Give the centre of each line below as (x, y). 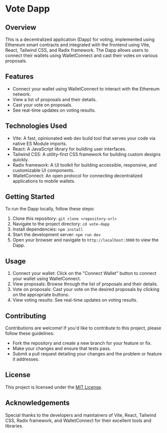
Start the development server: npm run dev (56, 235)
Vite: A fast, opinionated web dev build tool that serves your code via (84, 138)
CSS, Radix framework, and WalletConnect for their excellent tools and (78, 420)
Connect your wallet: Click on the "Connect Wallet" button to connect (85, 273)
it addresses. (26, 359)
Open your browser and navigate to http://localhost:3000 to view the (86, 240)
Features (19, 77)
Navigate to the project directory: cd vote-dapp (61, 224)
